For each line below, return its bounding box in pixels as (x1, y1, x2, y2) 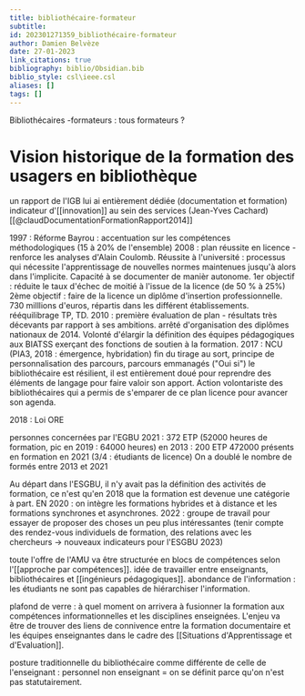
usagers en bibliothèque (9, 166, 198, 187)
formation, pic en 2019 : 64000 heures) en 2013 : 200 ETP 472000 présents (9, 442, 294, 453)
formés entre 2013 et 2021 (9, 461, 108, 472)
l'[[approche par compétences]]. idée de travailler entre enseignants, (9, 564, 269, 575)
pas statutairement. (9, 677, 83, 688)
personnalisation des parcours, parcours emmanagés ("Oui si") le (9, 358, 256, 369)
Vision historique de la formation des (9, 146, 295, 166)
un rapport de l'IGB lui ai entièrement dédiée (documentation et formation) (9, 196, 289, 207)
